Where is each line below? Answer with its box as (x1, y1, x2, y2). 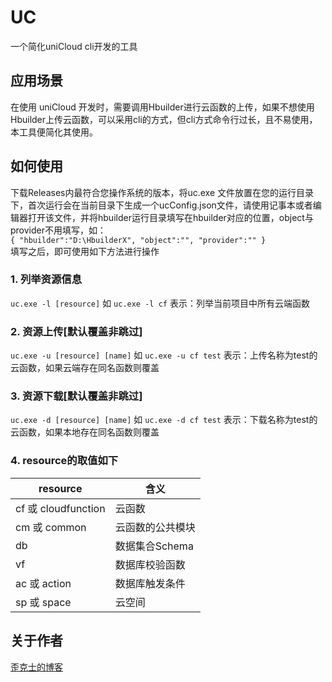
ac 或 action (15, 576, 72, 590)
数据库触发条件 (114, 576, 186, 590)
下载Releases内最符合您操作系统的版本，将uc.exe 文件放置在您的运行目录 (10, 186, 315, 198)
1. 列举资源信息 (10, 272, 83, 286)
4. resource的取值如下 (10, 454, 119, 468)
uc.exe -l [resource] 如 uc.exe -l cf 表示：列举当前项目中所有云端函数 (10, 297, 310, 309)
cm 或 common (15, 520, 87, 534)
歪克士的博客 (10, 661, 63, 673)
